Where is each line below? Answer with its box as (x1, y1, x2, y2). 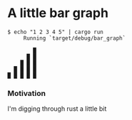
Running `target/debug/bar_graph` (23, 34, 126, 42)
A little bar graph (7, 5, 109, 21)
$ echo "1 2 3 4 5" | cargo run (7, 28, 103, 36)
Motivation (7, 88, 46, 98)
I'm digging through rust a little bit (7, 104, 107, 113)
